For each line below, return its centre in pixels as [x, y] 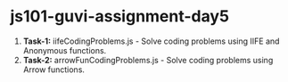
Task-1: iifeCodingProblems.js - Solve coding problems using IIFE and [151, 41]
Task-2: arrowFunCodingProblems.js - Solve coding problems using [148, 60]
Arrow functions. [54, 70]
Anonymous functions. [65, 50]
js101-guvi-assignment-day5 [120, 16]
